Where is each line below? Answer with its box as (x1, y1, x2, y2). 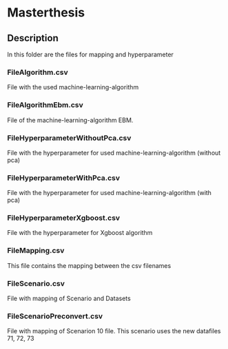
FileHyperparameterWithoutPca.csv (7, 133, 132, 142)
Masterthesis (7, 5, 85, 21)
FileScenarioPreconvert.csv (7, 311, 103, 321)
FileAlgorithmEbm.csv (7, 100, 84, 110)
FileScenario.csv (7, 278, 65, 288)
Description (7, 32, 59, 44)
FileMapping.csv (7, 246, 65, 256)
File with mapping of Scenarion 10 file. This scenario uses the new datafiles (7, 327, 221, 335)
